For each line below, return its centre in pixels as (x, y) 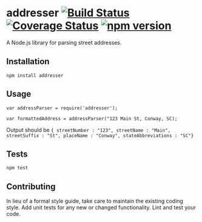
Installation (28, 61)
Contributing (31, 187)
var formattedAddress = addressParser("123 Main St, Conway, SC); (92, 119)
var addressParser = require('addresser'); (62, 108)
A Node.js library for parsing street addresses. (64, 42)
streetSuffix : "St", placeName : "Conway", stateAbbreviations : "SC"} (100, 135)
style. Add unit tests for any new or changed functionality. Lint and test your (101, 207)
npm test (17, 168)
